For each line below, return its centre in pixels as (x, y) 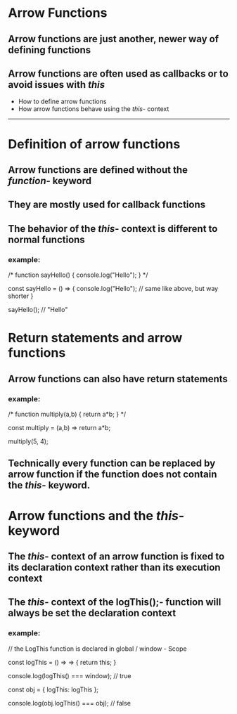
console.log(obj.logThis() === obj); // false (69, 703)
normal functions (46, 239)
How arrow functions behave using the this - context (94, 109)
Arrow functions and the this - (96, 515)
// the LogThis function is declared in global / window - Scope (97, 649)
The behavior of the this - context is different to (113, 229)
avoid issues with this (56, 85)
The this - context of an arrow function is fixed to (116, 556)
